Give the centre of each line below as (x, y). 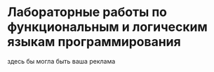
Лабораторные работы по (87, 12)
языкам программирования (94, 42)
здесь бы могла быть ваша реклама (61, 61)
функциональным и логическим (108, 27)
